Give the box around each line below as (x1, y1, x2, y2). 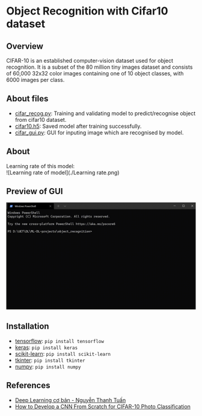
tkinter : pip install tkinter (14, 356, 85, 364)
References (6, 380, 50, 391)
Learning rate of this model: (6, 162, 75, 169)
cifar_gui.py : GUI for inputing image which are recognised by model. (14, 128, 184, 136)
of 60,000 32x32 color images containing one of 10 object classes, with (6, 70, 184, 77)
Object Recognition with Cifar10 (6, 4, 168, 18)
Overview (6, 41, 44, 51)
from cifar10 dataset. (14, 116, 67, 123)
